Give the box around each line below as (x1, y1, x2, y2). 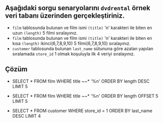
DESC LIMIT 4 (12, 113, 41, 119)
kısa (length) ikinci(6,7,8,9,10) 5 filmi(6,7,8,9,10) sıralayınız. (12, 40, 131, 46)
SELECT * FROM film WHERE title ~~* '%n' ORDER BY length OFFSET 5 (12, 93, 159, 99)
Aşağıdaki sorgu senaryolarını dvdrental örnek (5, 4, 151, 12)
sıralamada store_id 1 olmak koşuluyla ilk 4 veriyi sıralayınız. (12, 51, 135, 57)
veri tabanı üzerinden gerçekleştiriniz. (5, 12, 125, 20)
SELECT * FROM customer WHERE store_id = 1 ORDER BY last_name (12, 108, 153, 114)
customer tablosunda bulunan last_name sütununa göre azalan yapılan (12, 45, 154, 51)
